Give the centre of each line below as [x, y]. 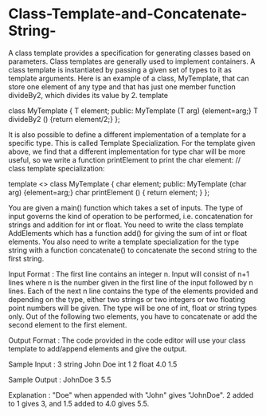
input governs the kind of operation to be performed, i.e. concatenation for [131, 216]
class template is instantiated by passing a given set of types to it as [120, 69]
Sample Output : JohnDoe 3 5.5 [60, 379]
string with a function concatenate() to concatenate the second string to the [133, 250]
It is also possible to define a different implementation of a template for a [127, 134]
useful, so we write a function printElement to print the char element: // [125, 159]
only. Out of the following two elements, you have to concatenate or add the [133, 316]
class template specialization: [57, 168]
